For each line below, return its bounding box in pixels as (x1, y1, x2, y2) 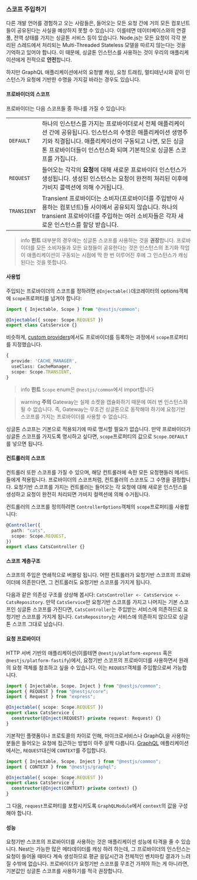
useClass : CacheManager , (11, 363, 72, 370)
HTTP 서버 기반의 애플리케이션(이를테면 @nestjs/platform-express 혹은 (6, 649, 172, 656)
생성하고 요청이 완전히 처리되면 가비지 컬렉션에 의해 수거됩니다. (6, 491, 151, 498)
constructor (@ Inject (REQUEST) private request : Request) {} (11, 715, 161, 722)
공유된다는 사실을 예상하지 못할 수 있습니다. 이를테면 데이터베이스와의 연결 (16, 27, 186, 34)
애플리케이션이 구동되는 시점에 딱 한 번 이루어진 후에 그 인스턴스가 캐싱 (26, 251, 188, 259)
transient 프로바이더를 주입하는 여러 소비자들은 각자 (42, 212, 177, 220)
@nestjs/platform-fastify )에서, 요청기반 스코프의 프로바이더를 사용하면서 (6, 657, 178, 664)
